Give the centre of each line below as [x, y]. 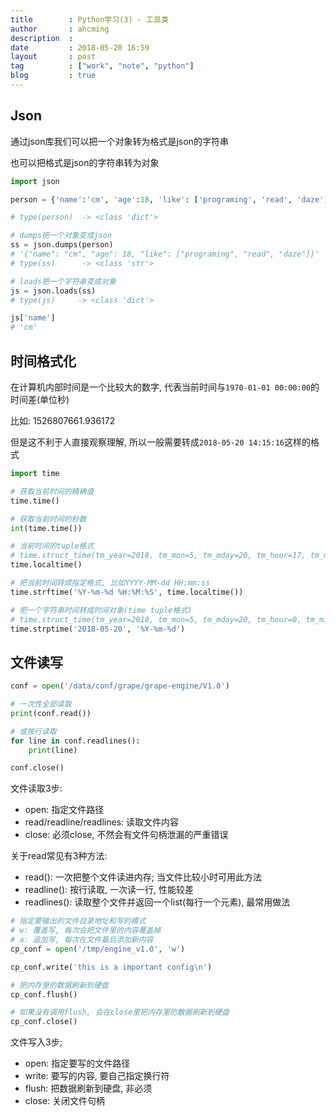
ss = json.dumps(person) [62, 245]
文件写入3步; [36, 1042]
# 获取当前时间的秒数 [48, 519]
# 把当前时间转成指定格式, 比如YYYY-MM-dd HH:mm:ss [110, 583]
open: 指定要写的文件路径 [77, 1063]
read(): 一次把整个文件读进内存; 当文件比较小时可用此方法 [143, 877]
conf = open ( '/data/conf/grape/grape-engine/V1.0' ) [120, 686]
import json [35, 181]
